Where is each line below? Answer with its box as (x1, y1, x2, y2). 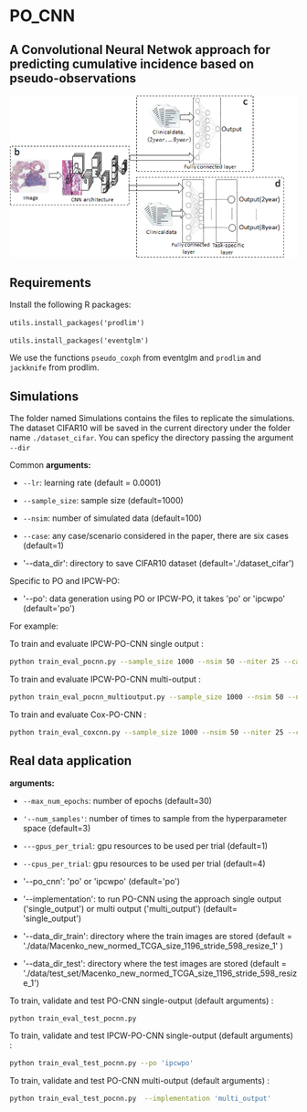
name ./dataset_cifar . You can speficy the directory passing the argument (9, 432, 294, 443)
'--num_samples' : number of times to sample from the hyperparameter (22, 812, 288, 823)
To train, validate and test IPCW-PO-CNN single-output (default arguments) (9, 1030, 294, 1042)
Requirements (9, 275, 91, 291)
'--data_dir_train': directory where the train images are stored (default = (22, 930, 292, 941)
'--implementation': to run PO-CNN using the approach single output (22, 893, 281, 905)
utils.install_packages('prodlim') (9, 319, 145, 328)
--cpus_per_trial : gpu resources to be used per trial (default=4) (22, 858, 267, 869)
